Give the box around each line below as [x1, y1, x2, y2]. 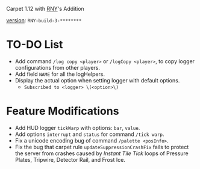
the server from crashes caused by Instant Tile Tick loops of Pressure [14, 150, 189, 157]
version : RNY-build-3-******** [6, 17, 82, 23]
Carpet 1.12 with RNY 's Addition [6, 5, 84, 12]
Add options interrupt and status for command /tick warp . [14, 131, 164, 138]
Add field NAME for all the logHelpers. [14, 70, 105, 78]
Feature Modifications [6, 105, 119, 118]
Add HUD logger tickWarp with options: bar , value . [14, 124, 140, 131]
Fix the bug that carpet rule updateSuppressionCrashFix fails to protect [14, 143, 189, 150]
